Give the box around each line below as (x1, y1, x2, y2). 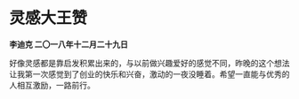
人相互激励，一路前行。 (9, 80, 95, 90)
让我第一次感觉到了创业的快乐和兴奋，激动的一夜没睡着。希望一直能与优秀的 (9, 68, 290, 80)
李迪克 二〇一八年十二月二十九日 (9, 39, 129, 49)
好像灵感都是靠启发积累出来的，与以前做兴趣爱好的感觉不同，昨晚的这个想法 (9, 57, 290, 68)
